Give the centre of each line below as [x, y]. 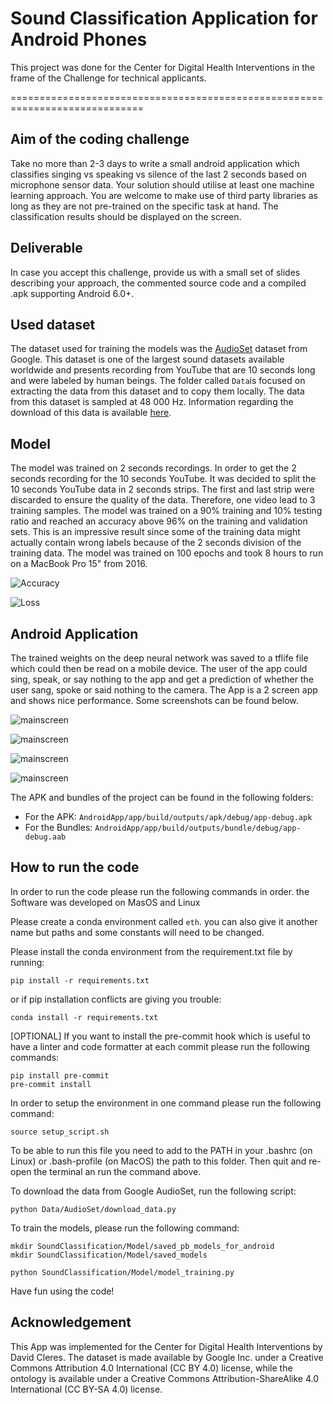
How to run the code [75, 867]
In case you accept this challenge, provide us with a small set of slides [155, 272]
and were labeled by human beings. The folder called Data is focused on [158, 381]
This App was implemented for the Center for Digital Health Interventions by [166, 1346]
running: [27, 962]
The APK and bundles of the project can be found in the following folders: [162, 797]
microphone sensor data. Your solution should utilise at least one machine [162, 184]
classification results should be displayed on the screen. [126, 216]
